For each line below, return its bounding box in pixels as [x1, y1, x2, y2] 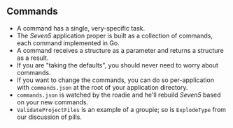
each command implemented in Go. [16, 38, 120, 47]
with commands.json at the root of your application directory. [16, 83, 188, 91]
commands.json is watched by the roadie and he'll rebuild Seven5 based [16, 90, 221, 99]
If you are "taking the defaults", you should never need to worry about [16, 61, 218, 69]
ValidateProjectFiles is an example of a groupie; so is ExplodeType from [16, 105, 227, 113]
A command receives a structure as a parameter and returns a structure [16, 46, 225, 54]
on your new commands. [16, 97, 89, 106]
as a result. [16, 54, 49, 62]
